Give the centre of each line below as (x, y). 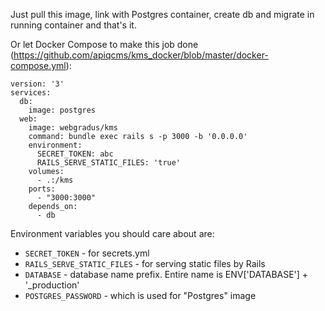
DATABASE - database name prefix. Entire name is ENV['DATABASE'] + (166, 274)
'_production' (52, 285)
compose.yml (38, 65)
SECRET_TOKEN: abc (75, 154)
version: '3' (37, 84)
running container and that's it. (73, 25)
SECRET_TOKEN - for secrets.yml (87, 253)
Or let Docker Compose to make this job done (104, 44)
